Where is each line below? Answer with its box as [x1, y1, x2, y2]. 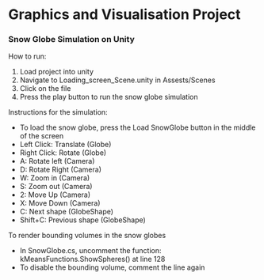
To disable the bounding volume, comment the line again [19, 263, 205, 272]
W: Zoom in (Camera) [19, 173, 90, 183]
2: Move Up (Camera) [19, 190, 91, 199]
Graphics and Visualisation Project [8, 6, 241, 24]
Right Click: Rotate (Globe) [19, 148, 107, 157]
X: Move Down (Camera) [19, 199, 101, 208]
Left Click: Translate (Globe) [19, 140, 112, 149]
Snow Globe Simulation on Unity [8, 34, 135, 45]
